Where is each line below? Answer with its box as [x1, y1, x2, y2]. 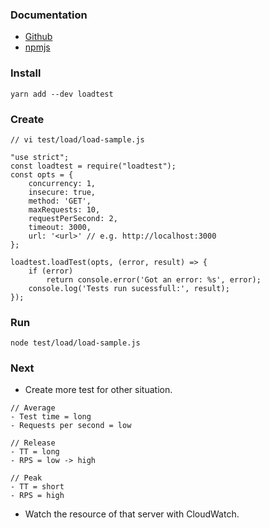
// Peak [10, 473, 43, 483]
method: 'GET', [28, 196, 92, 206]
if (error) [28, 266, 74, 276]
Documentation [10, 8, 88, 22]
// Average [10, 403, 56, 413]
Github [24, 31, 53, 43]
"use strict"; [10, 152, 70, 162]
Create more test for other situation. [24, 384, 173, 396]
